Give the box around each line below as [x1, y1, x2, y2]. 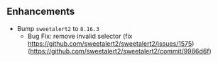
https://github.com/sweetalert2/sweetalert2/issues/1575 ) [27, 39, 195, 48]
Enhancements [6, 6, 75, 18]
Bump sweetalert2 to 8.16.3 [16, 24, 100, 32]
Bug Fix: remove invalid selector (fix [27, 32, 133, 40]
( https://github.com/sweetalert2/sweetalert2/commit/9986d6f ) [27, 46, 212, 55]
